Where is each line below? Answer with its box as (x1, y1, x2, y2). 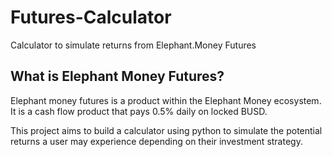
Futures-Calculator (10, 6, 172, 29)
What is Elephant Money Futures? (10, 68, 225, 85)
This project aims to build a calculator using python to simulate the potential (10, 124, 323, 136)
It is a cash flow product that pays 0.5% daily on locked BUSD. (10, 105, 268, 117)
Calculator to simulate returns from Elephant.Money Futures (10, 39, 257, 51)
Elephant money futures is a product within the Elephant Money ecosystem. (10, 94, 322, 106)
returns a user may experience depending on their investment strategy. (10, 135, 303, 147)
